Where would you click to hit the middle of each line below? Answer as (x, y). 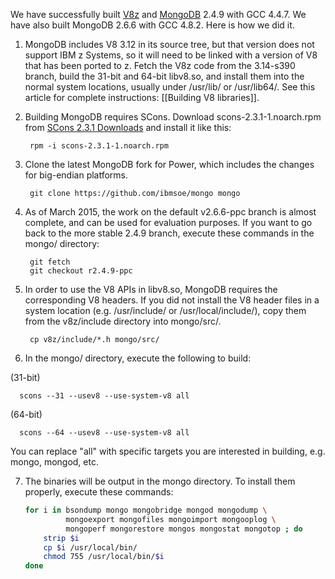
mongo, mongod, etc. (54, 462)
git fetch (50, 262)
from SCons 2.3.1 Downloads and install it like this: (128, 127)
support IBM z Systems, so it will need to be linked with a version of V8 (171, 55)
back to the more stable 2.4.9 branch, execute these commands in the (169, 233)
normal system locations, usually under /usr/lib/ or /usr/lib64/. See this (170, 87)
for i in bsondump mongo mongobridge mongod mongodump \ (146, 510)
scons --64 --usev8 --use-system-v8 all (104, 433)
